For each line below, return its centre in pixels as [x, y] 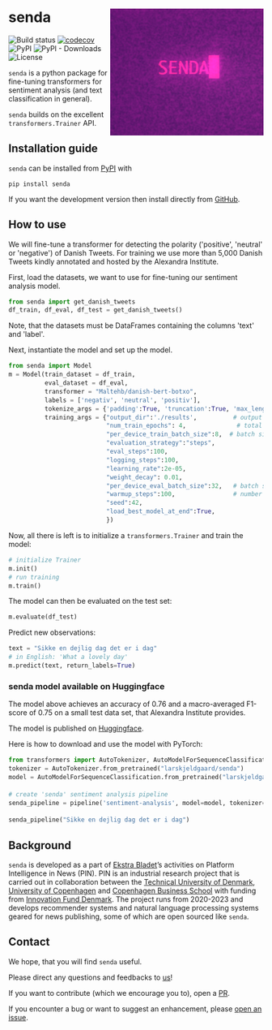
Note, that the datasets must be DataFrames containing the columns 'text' [132, 325]
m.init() [23, 568]
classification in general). [51, 98]
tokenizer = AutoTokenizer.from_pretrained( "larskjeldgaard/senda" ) [126, 769]
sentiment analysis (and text [55, 90]
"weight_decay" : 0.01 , [144, 477]
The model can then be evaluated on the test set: [90, 601]
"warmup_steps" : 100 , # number [185, 494]
